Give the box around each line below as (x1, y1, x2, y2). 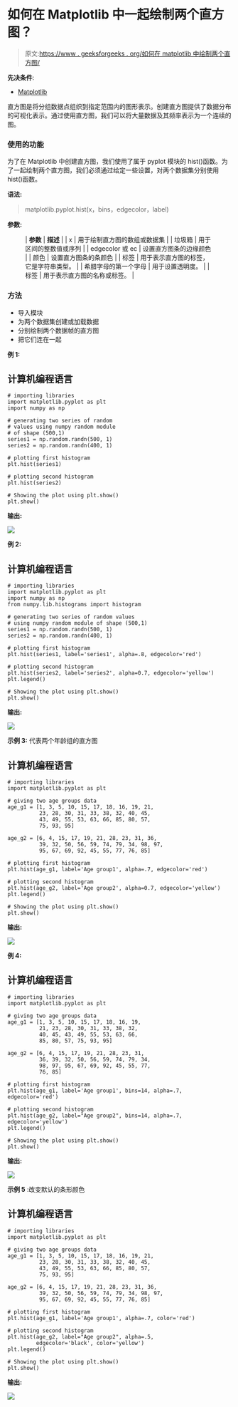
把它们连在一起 (17, 335, 62, 343)
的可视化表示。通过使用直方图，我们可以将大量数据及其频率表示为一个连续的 (7, 111, 232, 120)
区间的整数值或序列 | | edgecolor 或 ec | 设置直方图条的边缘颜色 (25, 244, 212, 253)
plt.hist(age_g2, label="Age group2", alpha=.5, (7, 1333, 154, 1340)
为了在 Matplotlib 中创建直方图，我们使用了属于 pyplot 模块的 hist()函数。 (7, 157, 222, 166)
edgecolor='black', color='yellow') (36, 1339, 144, 1346)
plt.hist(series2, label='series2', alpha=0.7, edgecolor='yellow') (7, 670, 215, 677)
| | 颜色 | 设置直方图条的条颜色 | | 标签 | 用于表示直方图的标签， (25, 254, 210, 262)
